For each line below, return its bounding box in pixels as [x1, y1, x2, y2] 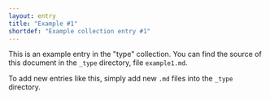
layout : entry [8, 11, 57, 20]
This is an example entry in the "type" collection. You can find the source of [8, 50, 262, 59]
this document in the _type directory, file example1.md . [8, 58, 188, 67]
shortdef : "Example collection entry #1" [8, 27, 151, 35]
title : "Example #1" [8, 20, 79, 28]
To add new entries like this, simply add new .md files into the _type [8, 74, 233, 84]
